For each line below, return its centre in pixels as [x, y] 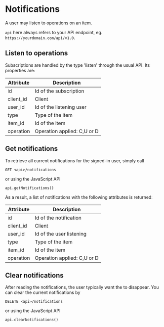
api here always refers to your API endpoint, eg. [54, 32]
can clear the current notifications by [43, 292]
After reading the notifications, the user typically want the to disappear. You [82, 287]
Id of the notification [58, 218]
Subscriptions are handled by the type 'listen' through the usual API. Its [78, 65]
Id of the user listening [61, 234]
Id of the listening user [61, 107]
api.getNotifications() [30, 188]
